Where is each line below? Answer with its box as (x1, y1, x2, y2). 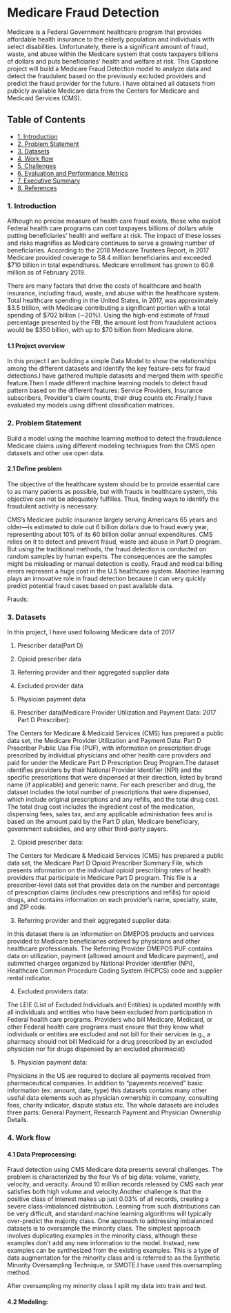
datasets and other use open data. (7, 448, 105, 457)
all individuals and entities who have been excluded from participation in (7, 1008, 212, 1016)
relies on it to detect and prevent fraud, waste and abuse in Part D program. (7, 538, 222, 546)
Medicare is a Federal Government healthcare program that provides (7, 28, 202, 36)
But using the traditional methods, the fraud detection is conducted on (7, 544, 207, 553)
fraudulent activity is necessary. (7, 502, 99, 510)
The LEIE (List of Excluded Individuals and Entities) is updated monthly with (7, 1001, 221, 1009)
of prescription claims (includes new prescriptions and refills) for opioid (7, 888, 210, 897)
